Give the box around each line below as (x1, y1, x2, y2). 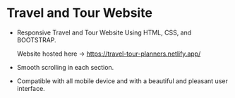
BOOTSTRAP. (16, 35, 57, 44)
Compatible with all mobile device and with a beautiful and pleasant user (16, 76, 229, 85)
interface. (16, 84, 45, 92)
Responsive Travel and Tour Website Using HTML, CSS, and (16, 28, 192, 37)
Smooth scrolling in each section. (16, 63, 114, 71)
